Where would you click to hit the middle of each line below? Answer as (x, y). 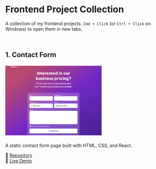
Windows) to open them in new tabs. (44, 29)
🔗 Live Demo (19, 161)
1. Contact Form (31, 55)
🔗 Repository (19, 155)
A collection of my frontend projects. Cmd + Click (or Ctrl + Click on (78, 23)
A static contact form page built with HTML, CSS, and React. (69, 145)
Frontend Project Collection (64, 9)
